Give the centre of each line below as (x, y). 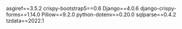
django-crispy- (158, 8)
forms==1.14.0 (23, 14)
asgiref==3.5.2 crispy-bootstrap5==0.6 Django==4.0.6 (73, 8)
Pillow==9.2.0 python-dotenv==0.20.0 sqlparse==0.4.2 (109, 14)
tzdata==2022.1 (25, 21)
